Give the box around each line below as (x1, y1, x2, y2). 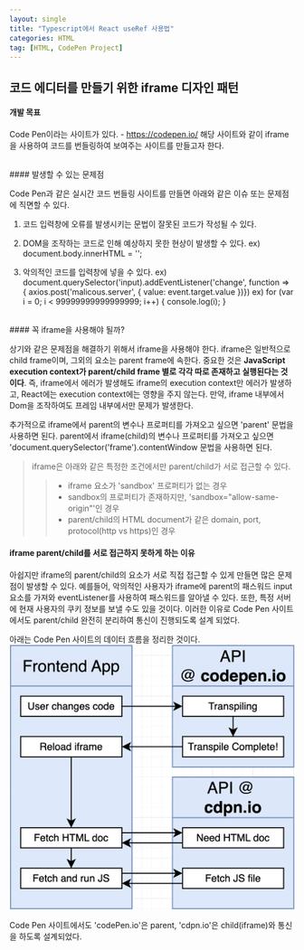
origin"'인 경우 (67, 503, 120, 513)
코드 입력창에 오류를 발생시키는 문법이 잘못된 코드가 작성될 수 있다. (22, 218, 257, 230)
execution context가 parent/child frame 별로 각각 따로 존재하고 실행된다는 (9, 366, 279, 377)
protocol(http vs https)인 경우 (67, 525, 176, 536)
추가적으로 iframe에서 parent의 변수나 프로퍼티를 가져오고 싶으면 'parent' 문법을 (9, 419, 294, 429)
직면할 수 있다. (18, 199, 71, 210)
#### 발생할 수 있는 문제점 (9, 168, 105, 180)
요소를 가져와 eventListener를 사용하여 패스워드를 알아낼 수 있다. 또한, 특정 (9, 592, 274, 603)
